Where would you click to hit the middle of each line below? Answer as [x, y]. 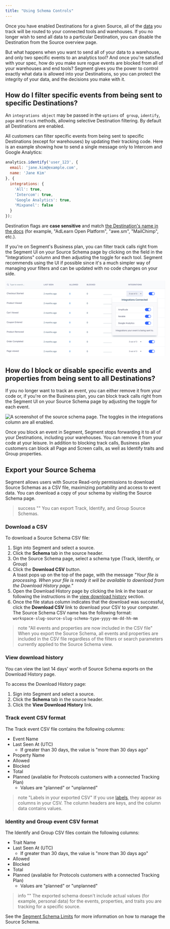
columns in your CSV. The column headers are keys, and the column [89, 803]
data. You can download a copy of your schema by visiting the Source [78, 493]
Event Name [25, 739]
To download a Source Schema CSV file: [48, 538]
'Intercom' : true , [34, 195]
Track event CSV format [36, 718]
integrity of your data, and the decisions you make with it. [65, 79]
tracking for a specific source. [49, 907]
